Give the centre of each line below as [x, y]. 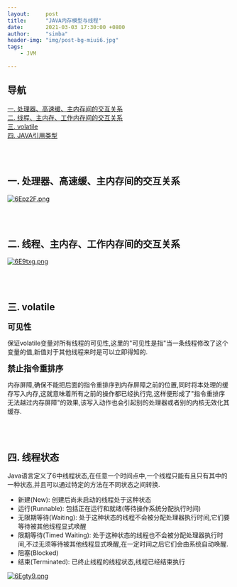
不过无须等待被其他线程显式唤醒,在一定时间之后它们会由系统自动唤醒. [127, 544]
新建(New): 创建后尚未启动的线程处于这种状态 [84, 499]
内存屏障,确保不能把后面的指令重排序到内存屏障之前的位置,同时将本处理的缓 [118, 385]
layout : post [33, 14]
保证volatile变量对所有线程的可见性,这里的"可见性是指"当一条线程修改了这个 [118, 343]
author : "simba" [38, 34]
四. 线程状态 [33, 457]
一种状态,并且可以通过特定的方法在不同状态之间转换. [84, 484]
